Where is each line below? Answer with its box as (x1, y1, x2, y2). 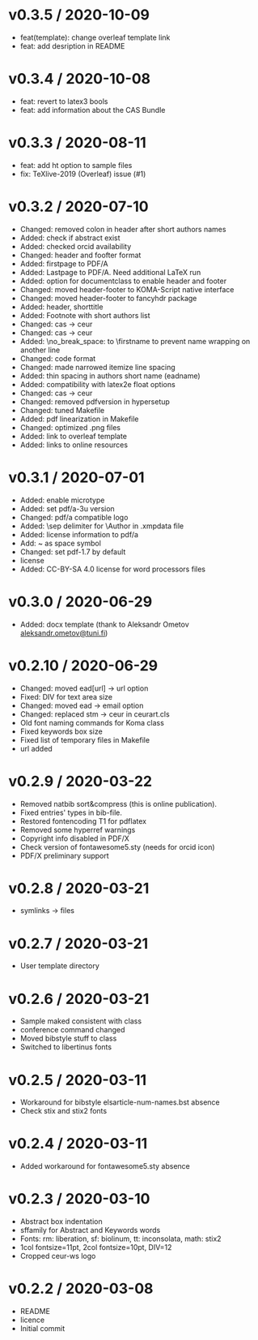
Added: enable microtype (19, 495, 105, 505)
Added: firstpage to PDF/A (19, 258, 108, 269)
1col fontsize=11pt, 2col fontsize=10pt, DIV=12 (19, 1243, 172, 1252)
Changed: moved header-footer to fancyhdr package (19, 293, 197, 303)
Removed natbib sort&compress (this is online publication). (19, 799, 217, 808)
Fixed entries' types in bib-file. (19, 808, 123, 817)
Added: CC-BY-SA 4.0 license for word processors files (19, 564, 206, 574)
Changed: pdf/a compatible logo (19, 512, 129, 522)
